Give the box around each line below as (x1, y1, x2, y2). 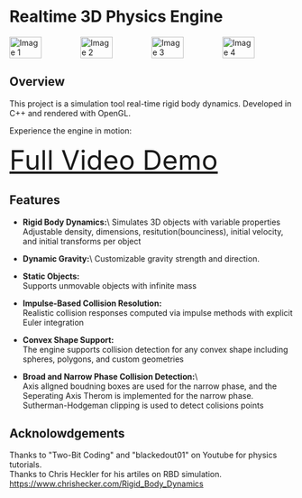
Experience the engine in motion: (9, 124, 133, 136)
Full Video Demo (9, 143, 218, 177)
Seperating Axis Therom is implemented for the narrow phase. (22, 390, 254, 401)
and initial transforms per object (22, 235, 142, 246)
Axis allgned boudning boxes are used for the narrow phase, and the (22, 381, 278, 392)
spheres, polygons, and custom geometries (22, 354, 185, 364)
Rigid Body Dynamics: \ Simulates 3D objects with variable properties (22, 217, 281, 227)
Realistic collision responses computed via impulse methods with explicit (22, 307, 293, 318)
